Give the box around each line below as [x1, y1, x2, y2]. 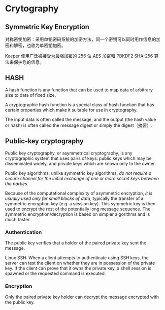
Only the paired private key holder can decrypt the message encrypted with [5, 294, 159, 300]
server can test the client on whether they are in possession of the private [5, 260, 155, 266]
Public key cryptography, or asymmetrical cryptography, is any [5, 150, 132, 156]
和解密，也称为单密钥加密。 [9, 42, 66, 48]
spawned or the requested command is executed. [5, 270, 106, 276]
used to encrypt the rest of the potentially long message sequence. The [5, 206, 151, 212]
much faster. [5, 216, 31, 222]
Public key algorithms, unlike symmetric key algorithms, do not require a [5, 170, 152, 176]
